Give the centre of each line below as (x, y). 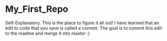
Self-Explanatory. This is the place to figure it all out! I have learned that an (82, 23)
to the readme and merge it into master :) (48, 33)
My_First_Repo (37, 9)
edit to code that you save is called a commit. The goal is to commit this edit (83, 28)
